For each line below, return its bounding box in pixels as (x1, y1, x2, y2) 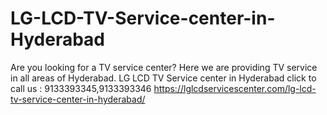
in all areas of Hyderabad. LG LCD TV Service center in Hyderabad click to (10, 72, 317, 84)
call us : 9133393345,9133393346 (10, 82, 152, 94)
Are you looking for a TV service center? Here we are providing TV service (10, 61, 318, 73)
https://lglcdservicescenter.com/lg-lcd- (153, 82, 317, 94)
